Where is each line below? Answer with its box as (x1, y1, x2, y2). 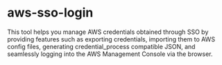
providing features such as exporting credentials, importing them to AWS (7, 35, 216, 43)
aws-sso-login (7, 5, 94, 21)
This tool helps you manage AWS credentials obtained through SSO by (7, 28, 209, 36)
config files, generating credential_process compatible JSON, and (7, 42, 196, 50)
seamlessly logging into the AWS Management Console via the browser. (7, 50, 213, 58)
